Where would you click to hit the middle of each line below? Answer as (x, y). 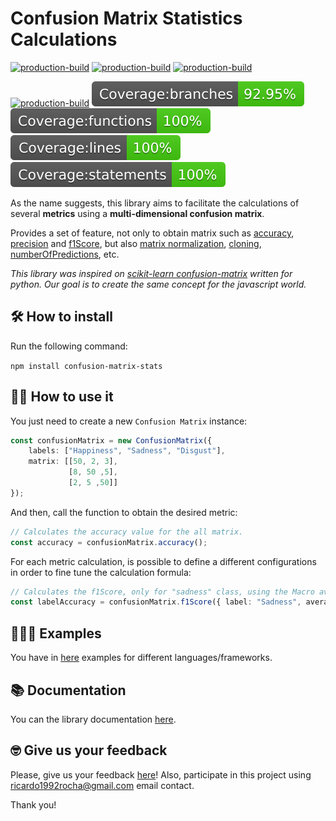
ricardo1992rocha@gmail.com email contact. (102, 785)
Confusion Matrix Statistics (126, 18)
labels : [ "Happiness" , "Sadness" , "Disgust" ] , (127, 451)
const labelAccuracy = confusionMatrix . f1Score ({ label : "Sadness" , (156, 602)
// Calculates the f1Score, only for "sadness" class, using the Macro (162, 592)
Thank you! (33, 804)
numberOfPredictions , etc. (65, 254)
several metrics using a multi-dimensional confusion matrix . (137, 213)
